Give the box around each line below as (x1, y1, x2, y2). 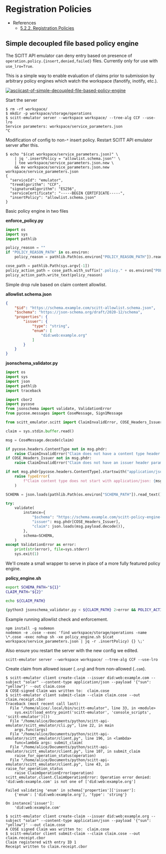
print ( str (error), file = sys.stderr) (14, 547, 90, 552)
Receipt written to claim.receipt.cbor (5, 844, 88, 849)
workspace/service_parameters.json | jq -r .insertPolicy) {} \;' (5, 639, 145, 644)
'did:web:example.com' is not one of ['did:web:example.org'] (5, 779, 136, 784)
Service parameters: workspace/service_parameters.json (5, 124, 123, 129)
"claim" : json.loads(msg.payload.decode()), (32, 524, 125, 529)
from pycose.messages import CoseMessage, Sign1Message (5, 411, 123, 416)
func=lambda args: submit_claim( (14, 740, 83, 745)
